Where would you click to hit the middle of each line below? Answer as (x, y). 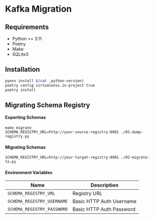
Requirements (27, 27)
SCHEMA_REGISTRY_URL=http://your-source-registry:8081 (62, 132)
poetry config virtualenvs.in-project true (50, 85)
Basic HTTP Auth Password (104, 209)
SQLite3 (20, 54)
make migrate (18, 128)
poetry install (21, 90)
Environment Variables (29, 172)
